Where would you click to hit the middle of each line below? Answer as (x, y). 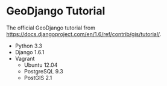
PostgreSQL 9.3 (43, 71)
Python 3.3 (28, 46)
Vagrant (25, 58)
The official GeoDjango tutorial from (51, 28)
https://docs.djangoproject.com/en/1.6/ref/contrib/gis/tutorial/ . (84, 34)
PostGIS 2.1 (38, 78)
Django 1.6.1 (30, 52)
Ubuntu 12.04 (41, 65)
